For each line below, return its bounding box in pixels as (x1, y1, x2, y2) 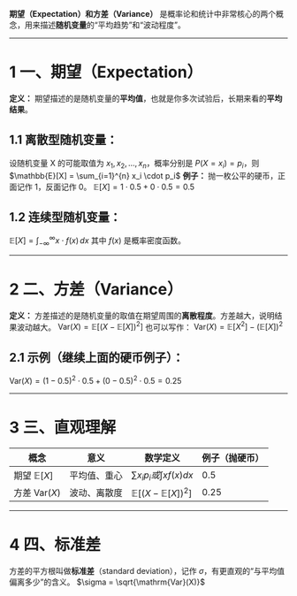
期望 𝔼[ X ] (13, 469, 54, 481)
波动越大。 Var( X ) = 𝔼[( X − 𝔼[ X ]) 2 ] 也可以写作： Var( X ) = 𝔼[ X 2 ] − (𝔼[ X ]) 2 (16, 320, 284, 332)
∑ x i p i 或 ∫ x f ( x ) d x (131, 469, 194, 483)
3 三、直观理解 (9, 417, 117, 438)
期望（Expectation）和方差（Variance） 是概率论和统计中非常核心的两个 (9, 9, 277, 19)
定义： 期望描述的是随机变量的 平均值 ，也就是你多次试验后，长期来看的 (9, 93, 267, 103)
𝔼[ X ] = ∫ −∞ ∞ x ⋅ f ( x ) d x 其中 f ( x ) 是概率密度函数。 (9, 233, 186, 248)
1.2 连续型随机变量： (9, 210, 122, 225)
